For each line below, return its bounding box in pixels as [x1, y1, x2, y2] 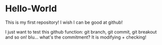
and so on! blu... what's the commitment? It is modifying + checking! [5, 34, 146, 40]
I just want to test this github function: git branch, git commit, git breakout [5, 29, 157, 35]
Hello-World [5, 3, 57, 14]
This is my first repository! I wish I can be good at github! [5, 19, 123, 25]
